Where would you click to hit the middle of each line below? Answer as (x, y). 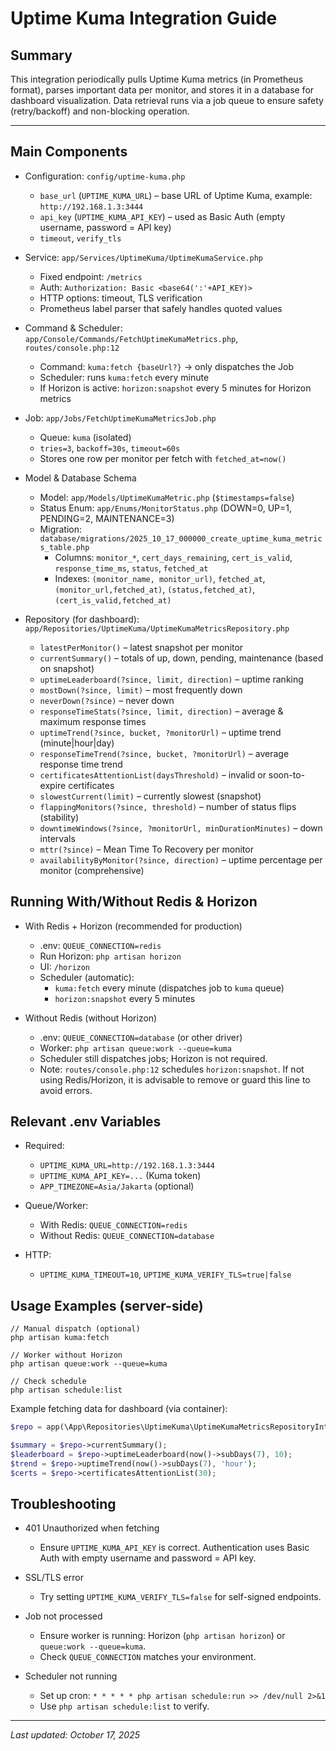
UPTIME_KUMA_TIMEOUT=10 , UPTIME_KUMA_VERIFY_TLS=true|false (165, 1274)
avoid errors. (66, 1090)
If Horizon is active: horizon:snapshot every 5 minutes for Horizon (175, 388)
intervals (57, 838)
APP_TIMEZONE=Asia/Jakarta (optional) (117, 1186)
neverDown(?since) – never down (107, 700)
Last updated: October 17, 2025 (75, 1735)
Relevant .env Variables (86, 1122)
